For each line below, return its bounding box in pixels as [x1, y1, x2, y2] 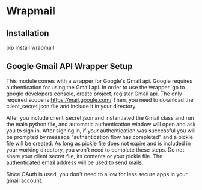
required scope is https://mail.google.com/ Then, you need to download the [6, 96, 194, 103]
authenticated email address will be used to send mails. [6, 159, 144, 166]
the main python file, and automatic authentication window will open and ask [6, 120, 196, 128]
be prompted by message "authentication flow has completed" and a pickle [6, 133, 194, 140]
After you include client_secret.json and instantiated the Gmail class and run [6, 114, 194, 121]
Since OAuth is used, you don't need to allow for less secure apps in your [6, 170, 188, 177]
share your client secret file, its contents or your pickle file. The [6, 152, 163, 159]
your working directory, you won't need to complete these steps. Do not [6, 146, 185, 153]
